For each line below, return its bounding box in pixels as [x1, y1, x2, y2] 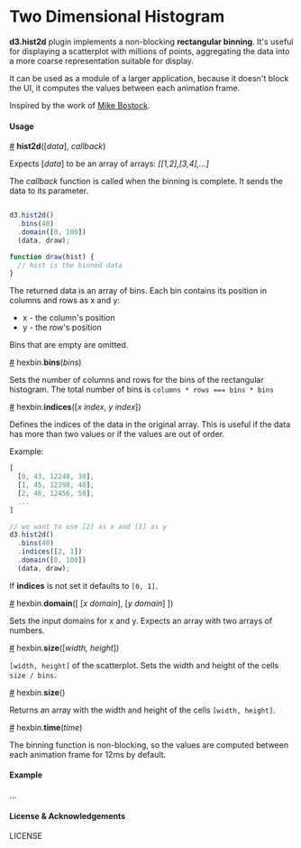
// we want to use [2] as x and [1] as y [9, 522, 168, 531]
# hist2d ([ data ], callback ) [9, 141, 106, 152]
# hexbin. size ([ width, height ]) [9, 642, 120, 653]
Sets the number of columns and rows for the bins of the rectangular [9, 375, 264, 386]
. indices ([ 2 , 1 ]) [17, 547, 83, 556]
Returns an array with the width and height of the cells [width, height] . [9, 704, 277, 715]
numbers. [9, 625, 45, 636]
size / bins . [9, 669, 57, 680]
